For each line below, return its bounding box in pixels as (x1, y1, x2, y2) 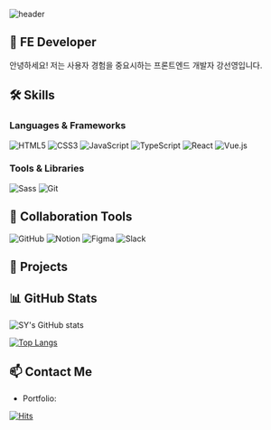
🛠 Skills (9, 88, 56, 103)
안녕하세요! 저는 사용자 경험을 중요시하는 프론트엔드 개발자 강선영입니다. (9, 60, 263, 70)
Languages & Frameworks (9, 119, 126, 132)
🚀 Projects (9, 259, 69, 275)
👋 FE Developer (9, 34, 97, 50)
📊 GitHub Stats (9, 291, 98, 306)
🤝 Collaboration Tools (9, 209, 133, 225)
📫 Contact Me (9, 364, 93, 379)
